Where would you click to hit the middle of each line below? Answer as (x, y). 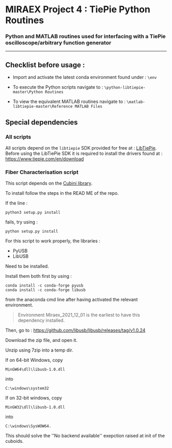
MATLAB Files (89, 107)
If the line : (17, 203)
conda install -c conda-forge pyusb (44, 286)
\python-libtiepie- (125, 88)
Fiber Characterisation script (42, 172)
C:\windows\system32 (27, 389)
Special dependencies (42, 122)
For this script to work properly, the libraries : (53, 241)
